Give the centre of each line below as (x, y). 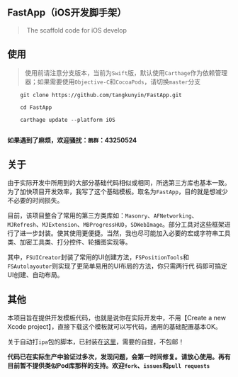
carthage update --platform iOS (68, 120)
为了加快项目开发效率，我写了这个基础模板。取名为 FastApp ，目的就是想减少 (118, 192)
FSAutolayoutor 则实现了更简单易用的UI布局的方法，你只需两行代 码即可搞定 (118, 266)
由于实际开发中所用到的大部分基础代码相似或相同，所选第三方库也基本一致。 (119, 183)
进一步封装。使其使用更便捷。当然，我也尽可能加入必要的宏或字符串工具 (125, 233)
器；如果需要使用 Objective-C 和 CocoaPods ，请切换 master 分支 (112, 81)
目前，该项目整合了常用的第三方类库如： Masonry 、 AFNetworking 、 (103, 215)
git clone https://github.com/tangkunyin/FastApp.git (101, 95)
